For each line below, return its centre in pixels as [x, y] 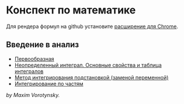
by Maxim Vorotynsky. [33, 95]
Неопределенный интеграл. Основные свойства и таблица [88, 65]
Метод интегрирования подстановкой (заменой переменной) [91, 77]
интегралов [29, 71]
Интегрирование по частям [49, 84]
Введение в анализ [43, 45]
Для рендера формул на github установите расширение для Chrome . [92, 26]
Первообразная [34, 58]
